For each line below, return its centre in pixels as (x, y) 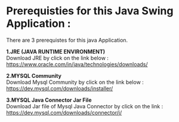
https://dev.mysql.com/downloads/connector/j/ (64, 112)
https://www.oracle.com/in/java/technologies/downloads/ (77, 64)
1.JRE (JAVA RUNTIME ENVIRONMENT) (56, 51)
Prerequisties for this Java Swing (90, 11)
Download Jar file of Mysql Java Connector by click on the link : (85, 106)
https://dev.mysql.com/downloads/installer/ (60, 88)
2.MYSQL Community (34, 76)
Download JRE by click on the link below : (58, 58)
